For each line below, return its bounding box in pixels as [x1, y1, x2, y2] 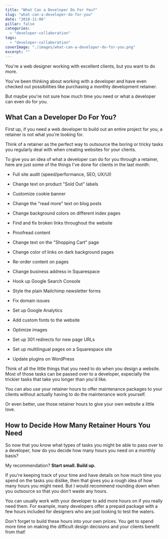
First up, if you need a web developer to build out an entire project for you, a [5, 126, 163, 132]
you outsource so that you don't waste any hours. [5, 488, 108, 494]
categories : [5, 26, 30, 31]
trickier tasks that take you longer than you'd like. [5, 377, 107, 383]
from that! [5, 529, 26, 535]
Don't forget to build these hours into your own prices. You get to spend [5, 518, 154, 524]
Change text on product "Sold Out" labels [12, 181, 99, 187]
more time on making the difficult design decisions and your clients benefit [5, 523, 159, 529]
